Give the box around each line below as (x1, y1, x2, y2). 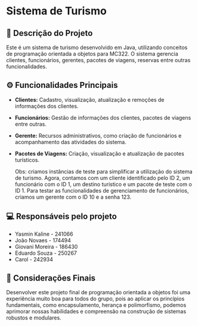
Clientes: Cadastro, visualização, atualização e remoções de (14, 96, 165, 103)
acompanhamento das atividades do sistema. (14, 138, 126, 145)
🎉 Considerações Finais (6, 273, 96, 284)
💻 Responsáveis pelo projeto (6, 211, 117, 222)
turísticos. (14, 156, 40, 163)
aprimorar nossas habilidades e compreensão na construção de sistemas (6, 308, 187, 315)
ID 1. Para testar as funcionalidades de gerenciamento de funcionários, (14, 187, 189, 194)
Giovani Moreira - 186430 (14, 243, 78, 250)
